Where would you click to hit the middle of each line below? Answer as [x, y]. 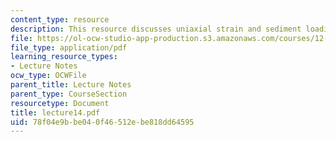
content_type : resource [60, 19]
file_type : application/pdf [69, 47]
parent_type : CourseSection [69, 94]
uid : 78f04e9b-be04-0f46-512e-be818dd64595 [102, 122]
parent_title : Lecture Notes [71, 85]
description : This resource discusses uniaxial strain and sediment [156, 29]
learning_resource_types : [64, 57]
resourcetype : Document [60, 103]
